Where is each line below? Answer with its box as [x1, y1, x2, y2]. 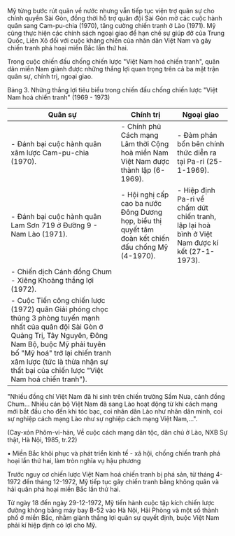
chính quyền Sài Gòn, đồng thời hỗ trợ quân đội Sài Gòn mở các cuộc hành [7, 14, 222, 22]
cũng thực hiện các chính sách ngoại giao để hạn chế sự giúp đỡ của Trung [7, 29, 225, 37]
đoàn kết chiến [120, 234, 170, 243]
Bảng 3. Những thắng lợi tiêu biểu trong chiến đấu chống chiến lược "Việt [7, 86, 218, 94]
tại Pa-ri [177, 157, 205, 166]
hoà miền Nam [120, 148, 169, 157]
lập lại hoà [177, 220, 211, 230]
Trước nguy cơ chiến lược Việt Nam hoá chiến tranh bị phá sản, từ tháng [7, 470, 215, 479]
